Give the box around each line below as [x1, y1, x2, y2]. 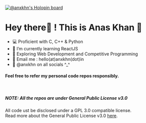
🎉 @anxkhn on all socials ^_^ [12, 61, 70, 67]
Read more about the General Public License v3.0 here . [5, 113, 118, 119]
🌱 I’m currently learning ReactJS [12, 45, 78, 51]
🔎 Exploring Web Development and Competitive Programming [12, 51, 138, 57]
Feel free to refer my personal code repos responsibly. [5, 73, 119, 79]
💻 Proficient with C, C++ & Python [12, 39, 83, 44]
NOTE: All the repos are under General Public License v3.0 [5, 95, 128, 101]
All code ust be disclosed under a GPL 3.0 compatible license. [5, 108, 132, 114]
